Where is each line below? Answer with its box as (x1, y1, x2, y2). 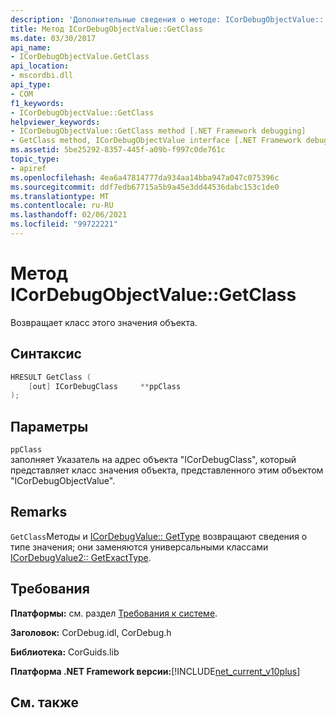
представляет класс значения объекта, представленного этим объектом (10, 464, 324, 476)
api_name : (10, 42, 52, 53)
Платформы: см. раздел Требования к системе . (10, 607, 218, 619)
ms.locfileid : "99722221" (10, 219, 118, 230)
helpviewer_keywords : (10, 117, 101, 127)
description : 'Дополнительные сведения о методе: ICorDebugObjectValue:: (10, 14, 325, 25)
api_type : (10, 80, 52, 90)
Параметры (10, 418, 89, 435)
